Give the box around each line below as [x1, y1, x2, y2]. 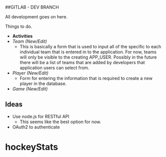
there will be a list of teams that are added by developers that [19, 60, 145, 65]
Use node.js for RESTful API [12, 113, 69, 119]
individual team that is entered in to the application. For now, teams [19, 49, 157, 55]
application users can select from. [19, 65, 90, 71]
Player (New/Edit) [12, 70, 49, 76]
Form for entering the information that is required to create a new [19, 76, 153, 81]
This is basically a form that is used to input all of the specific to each [19, 44, 162, 49]
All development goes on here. [5, 14, 68, 19]
